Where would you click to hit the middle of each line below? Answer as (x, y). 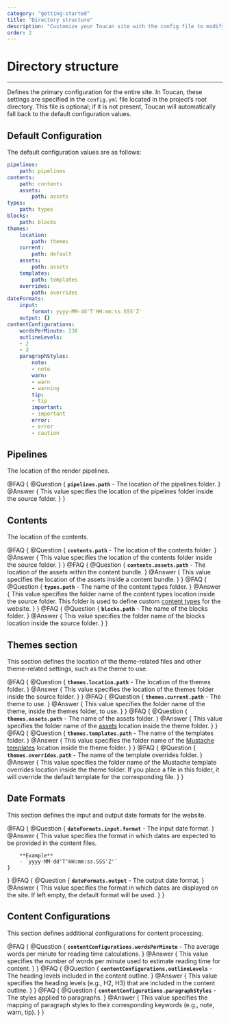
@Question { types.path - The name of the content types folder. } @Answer (114, 587)
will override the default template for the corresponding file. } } (95, 777)
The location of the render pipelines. (58, 471)
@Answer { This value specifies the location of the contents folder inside (110, 558)
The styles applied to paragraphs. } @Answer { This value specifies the (107, 998)
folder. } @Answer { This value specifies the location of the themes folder (111, 689)
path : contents (41, 184)
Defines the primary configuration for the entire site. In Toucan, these (105, 92)
